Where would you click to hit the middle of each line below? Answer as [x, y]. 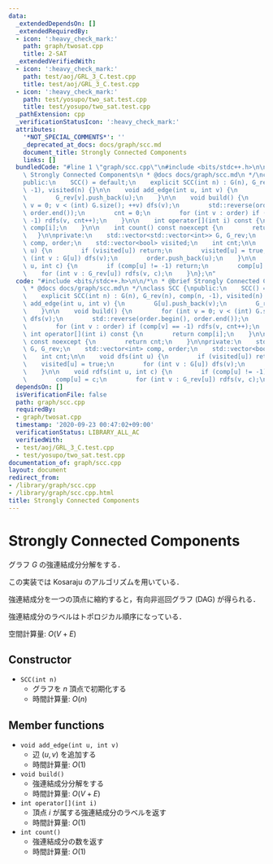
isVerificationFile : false [61, 395]
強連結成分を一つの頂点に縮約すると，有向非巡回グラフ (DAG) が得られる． [134, 599]
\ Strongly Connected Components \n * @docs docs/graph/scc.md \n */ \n [143, 175]
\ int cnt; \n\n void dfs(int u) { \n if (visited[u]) [138, 357]
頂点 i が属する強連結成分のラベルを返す [99, 813]
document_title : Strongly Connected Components [105, 152]
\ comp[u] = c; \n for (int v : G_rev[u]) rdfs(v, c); [141, 379]
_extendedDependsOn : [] [56, 24]
